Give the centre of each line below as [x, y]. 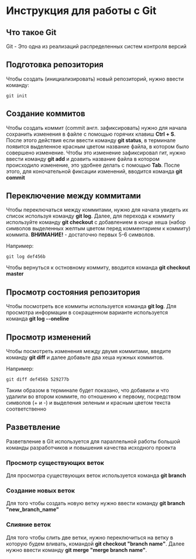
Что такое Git [31, 32]
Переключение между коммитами [74, 196]
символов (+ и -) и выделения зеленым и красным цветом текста [88, 403]
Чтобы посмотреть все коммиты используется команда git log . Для [91, 306]
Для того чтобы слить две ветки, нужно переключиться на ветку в [90, 537]
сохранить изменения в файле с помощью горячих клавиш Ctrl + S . [91, 134]
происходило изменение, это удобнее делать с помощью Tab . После [93, 165]
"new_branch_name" [33, 509]
